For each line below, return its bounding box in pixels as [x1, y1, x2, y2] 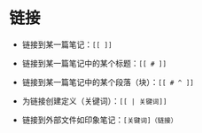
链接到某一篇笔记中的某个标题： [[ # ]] [21, 58, 167, 68]
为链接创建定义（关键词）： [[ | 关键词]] [21, 95, 167, 106]
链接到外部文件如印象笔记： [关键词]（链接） [21, 114, 178, 125]
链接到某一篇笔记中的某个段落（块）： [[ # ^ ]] [21, 76, 195, 87]
